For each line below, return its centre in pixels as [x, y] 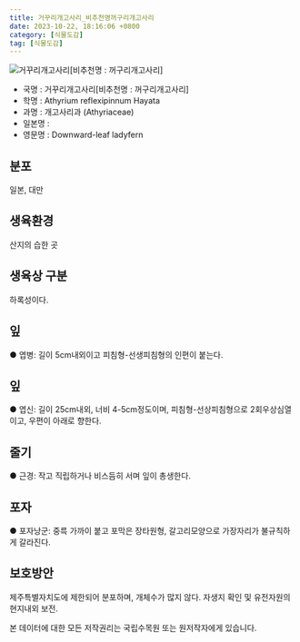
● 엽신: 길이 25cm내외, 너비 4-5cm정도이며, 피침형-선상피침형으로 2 [132, 410]
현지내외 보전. [34, 608]
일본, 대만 [26, 190]
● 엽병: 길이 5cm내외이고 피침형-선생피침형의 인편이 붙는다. [116, 354]
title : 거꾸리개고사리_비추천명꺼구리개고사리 [82, 18]
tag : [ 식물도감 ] [36, 43]
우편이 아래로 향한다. [65, 421]
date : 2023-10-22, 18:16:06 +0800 [75, 26]
